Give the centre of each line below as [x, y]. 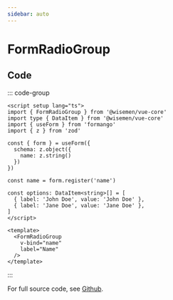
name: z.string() [46, 155]
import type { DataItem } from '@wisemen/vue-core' [85, 118]
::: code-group [28, 93]
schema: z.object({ [43, 149]
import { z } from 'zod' [44, 130]
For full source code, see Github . [56, 289]
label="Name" [40, 249]
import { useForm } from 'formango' [62, 124]
